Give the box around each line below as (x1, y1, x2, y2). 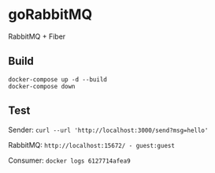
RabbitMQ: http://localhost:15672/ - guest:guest (8, 140, 176, 149)
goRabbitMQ (8, 6, 93, 24)
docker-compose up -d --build (8, 75, 108, 84)
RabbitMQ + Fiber (8, 32, 66, 41)
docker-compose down (8, 82, 76, 90)
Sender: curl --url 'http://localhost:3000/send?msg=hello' (8, 125, 209, 134)
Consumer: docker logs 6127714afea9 (8, 156, 132, 165)
